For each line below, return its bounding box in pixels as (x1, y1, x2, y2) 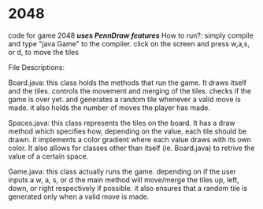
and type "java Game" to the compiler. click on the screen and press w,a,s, (8, 38, 250, 48)
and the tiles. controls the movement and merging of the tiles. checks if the (8, 86, 252, 95)
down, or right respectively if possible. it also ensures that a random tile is (8, 183, 248, 192)
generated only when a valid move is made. (8, 192, 150, 201)
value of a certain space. (8, 151, 89, 161)
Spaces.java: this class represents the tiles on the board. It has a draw (8, 118, 235, 127)
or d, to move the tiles (8, 47, 79, 57)
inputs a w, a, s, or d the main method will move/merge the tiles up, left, (8, 174, 240, 185)
